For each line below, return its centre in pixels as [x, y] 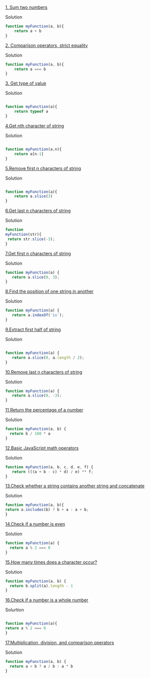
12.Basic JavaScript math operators [42, 448]
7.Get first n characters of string [38, 253]
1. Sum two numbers [26, 7]
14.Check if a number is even [35, 524]
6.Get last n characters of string [38, 211]
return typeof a [31, 111]
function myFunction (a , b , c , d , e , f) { [49, 467]
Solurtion [15, 610]
